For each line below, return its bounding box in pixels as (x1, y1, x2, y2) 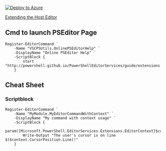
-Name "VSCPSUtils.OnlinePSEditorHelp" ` (14, 46, 100, 51)
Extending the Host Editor (5, 14, 58, 20)
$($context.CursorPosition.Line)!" (5, 137, 79, 142)
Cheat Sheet (5, 81, 44, 89)
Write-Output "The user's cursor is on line (23, 133, 116, 138)
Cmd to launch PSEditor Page (5, 29, 97, 37)
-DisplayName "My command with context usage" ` (14, 115, 116, 120)
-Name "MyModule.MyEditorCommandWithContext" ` (14, 111, 114, 116)
